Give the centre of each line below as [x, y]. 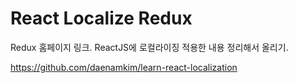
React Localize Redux [101, 18]
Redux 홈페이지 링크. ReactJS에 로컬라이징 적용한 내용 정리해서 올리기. [149, 47]
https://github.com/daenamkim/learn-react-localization [124, 67]
